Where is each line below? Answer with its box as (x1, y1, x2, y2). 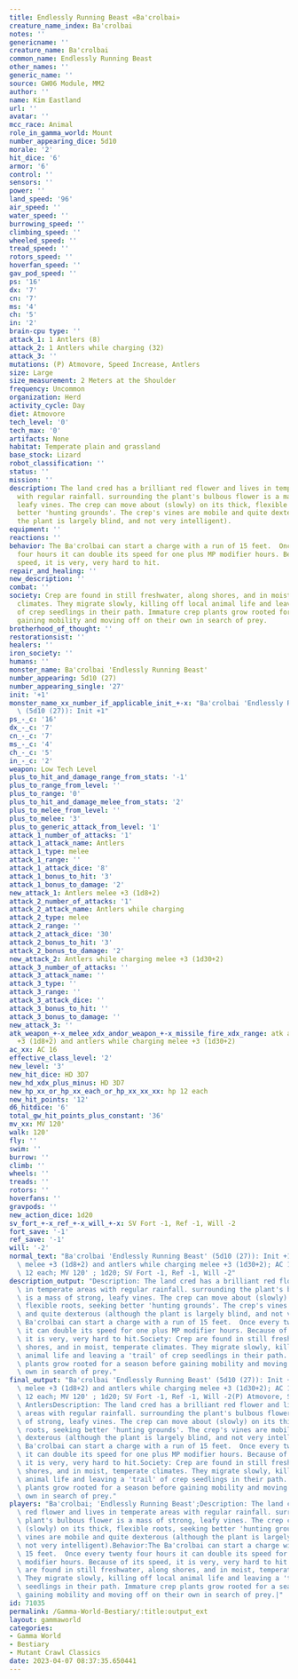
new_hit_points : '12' (9, 1094, 90, 1104)
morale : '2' (9, 145, 53, 154)
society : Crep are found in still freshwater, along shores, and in (9, 592, 268, 601)
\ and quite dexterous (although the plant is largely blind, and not (17, 1309, 284, 1319)
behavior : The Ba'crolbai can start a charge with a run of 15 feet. (9, 541, 272, 551)
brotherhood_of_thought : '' (9, 624, 114, 633)
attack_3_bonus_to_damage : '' (9, 1012, 122, 1022)
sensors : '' (9, 179, 53, 187)
